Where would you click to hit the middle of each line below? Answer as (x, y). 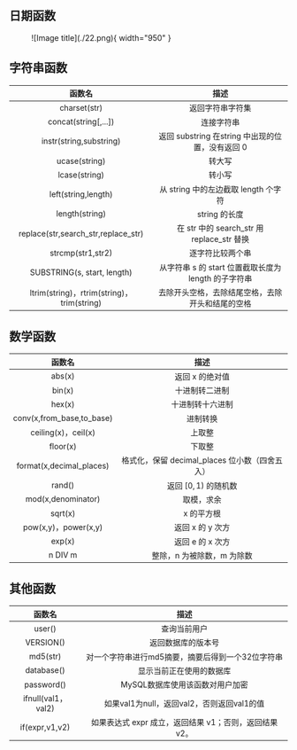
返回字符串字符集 (220, 108)
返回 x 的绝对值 (202, 376)
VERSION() (45, 642)
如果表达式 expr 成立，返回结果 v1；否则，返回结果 (185, 722)
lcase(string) (81, 175)
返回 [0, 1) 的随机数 (202, 485)
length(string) (81, 214)
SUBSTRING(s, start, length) (81, 272)
